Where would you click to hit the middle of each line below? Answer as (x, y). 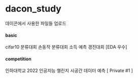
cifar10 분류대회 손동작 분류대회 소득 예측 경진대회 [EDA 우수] (66, 47)
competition (18, 59)
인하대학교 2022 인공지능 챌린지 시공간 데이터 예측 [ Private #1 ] (69, 70)
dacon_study (33, 9)
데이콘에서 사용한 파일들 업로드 (36, 23)
